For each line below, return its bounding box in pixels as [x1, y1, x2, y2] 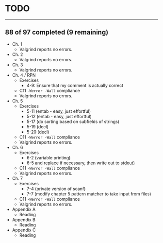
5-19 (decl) [26, 123, 49, 129]
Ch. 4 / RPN [12, 72, 36, 78]
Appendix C [12, 227, 36, 233]
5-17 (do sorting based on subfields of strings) [26, 119, 120, 124]
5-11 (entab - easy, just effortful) [26, 108, 91, 114]
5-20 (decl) [26, 129, 49, 135]
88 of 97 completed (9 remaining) [5, 28, 109, 36]
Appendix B [12, 217, 35, 223]
